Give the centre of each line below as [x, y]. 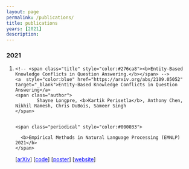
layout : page [23, 12]
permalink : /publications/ [40, 18]
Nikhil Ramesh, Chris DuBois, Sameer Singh [71, 106]
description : [23, 34]
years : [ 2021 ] [24, 29]
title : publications [32, 23]
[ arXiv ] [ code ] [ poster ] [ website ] [55, 159]
